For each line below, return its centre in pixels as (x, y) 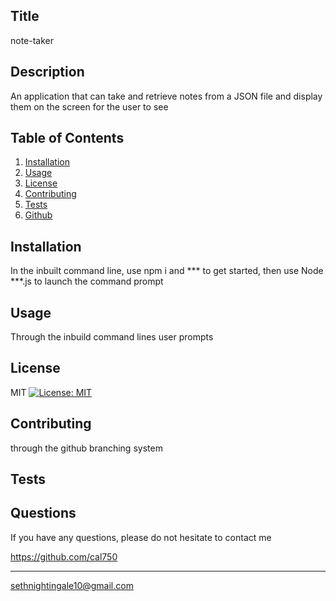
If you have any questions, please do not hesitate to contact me (141, 537)
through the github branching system (86, 448)
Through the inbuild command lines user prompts (112, 337)
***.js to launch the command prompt (87, 281)
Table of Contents (67, 138)
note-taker (32, 40)
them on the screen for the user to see (89, 106)
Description (47, 72)
